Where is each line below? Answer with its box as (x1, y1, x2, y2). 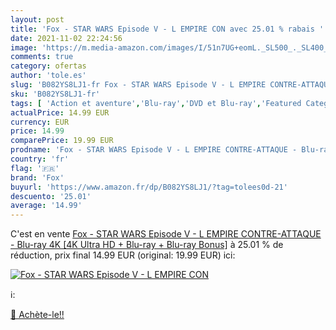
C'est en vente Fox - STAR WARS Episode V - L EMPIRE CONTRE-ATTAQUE (10, 228, 322, 240)
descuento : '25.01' (10, 191, 92, 201)
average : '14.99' (10, 201, 83, 211)
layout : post (10, 14, 65, 25)
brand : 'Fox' (10, 172, 65, 183)
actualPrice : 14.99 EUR (10, 107, 110, 118)
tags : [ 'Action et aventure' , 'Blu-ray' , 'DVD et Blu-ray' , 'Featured (10, 98, 302, 108)
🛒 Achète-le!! (10, 309, 65, 321)
